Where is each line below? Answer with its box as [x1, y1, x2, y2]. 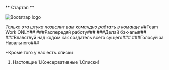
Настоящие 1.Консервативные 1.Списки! [12, 59, 99, 65]
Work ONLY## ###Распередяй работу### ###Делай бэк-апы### [5, 29, 147, 35]
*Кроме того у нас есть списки [5, 50, 73, 55]
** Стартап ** [5, 5, 34, 10]
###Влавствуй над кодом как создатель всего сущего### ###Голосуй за [5, 35, 164, 40]
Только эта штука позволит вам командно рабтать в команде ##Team [5, 24, 158, 30]
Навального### [5, 40, 39, 46]
